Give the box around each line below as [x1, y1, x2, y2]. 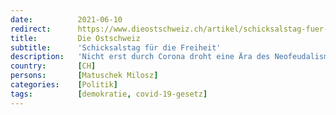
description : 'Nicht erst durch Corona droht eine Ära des [10, 52, 271, 62]
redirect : [10, 24, 52, 34]
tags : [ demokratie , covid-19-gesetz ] [10, 89, 208, 99]
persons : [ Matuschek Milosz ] [10, 71, 159, 81]
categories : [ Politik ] [10, 80, 118, 90]
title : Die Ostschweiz [10, 33, 141, 43]
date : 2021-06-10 [10, 14, 123, 25]
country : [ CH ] [10, 61, 97, 71]
